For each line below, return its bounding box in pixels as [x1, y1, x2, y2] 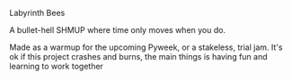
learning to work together [9, 61, 103, 71]
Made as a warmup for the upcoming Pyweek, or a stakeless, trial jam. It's [9, 42, 283, 52]
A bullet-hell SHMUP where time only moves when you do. [9, 25, 226, 35]
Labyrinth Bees [9, 8, 66, 18]
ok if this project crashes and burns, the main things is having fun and [9, 52, 268, 61]
